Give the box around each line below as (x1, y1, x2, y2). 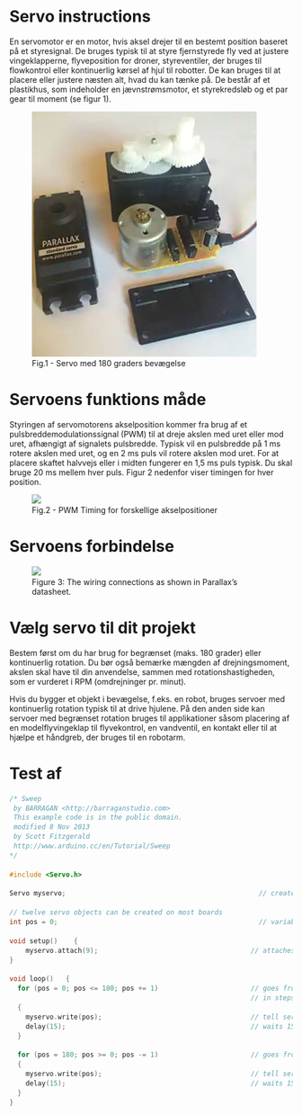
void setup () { (9, 936, 78, 946)
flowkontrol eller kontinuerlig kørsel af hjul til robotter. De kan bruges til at (9, 65, 281, 76)
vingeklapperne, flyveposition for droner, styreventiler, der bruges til (9, 55, 262, 66)
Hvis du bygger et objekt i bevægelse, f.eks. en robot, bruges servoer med (9, 693, 286, 704)
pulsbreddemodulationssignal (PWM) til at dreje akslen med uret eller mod (9, 428, 284, 439)
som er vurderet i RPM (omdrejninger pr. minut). (9, 676, 187, 687)
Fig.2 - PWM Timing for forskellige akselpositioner (31, 504, 218, 515)
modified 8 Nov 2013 (13, 823, 91, 832)
